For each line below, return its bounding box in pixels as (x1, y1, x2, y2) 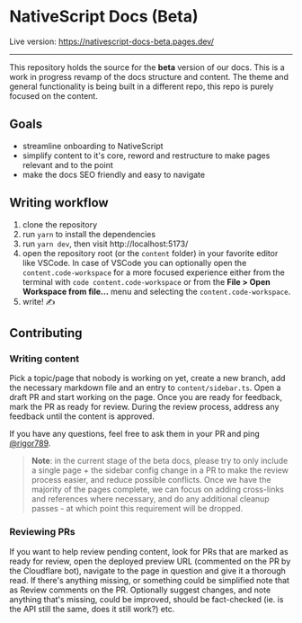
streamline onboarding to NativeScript (22, 140, 164, 151)
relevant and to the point (22, 159, 114, 170)
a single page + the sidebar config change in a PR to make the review (31, 465, 289, 476)
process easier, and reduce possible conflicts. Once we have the (31, 475, 271, 485)
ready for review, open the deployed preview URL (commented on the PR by (9, 556, 291, 566)
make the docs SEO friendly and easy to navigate (22, 169, 205, 180)
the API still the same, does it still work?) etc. (9, 603, 175, 614)
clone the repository (22, 218, 98, 230)
